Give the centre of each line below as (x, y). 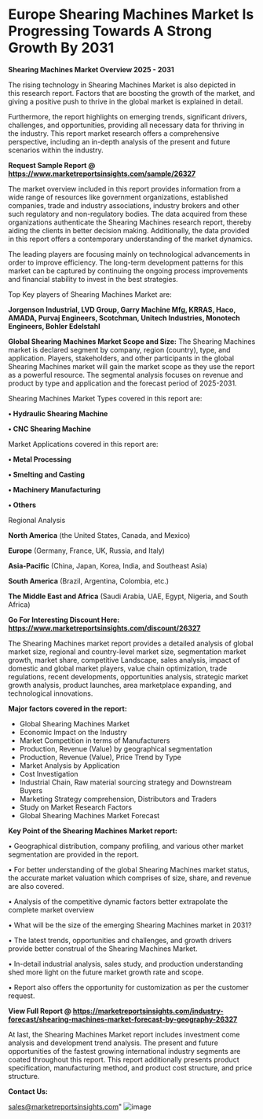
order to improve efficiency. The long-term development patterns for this (126, 262)
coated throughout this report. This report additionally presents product (124, 1059)
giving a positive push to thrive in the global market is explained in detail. (126, 101)
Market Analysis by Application (69, 765)
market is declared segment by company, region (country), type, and (119, 349)
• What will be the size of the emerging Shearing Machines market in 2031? (130, 925)
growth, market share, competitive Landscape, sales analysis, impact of (124, 660)
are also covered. (36, 886)
